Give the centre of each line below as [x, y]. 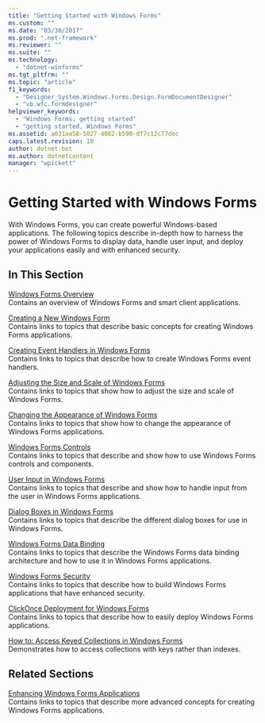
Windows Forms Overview [51, 294]
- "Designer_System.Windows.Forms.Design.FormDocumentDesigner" [124, 97]
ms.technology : [33, 60]
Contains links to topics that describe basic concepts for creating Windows [131, 326]
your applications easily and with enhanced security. [94, 250]
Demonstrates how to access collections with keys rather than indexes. [125, 649]
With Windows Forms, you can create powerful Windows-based [113, 225]
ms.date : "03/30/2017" [46, 30]
